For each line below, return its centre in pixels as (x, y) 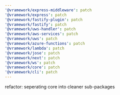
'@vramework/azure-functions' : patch (45, 44)
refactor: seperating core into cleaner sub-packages (60, 87)
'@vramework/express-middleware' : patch (49, 10)
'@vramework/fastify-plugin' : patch (44, 20)
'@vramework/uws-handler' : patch (40, 29)
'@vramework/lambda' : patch (35, 48)
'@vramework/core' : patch (32, 67)
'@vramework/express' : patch (36, 15)
